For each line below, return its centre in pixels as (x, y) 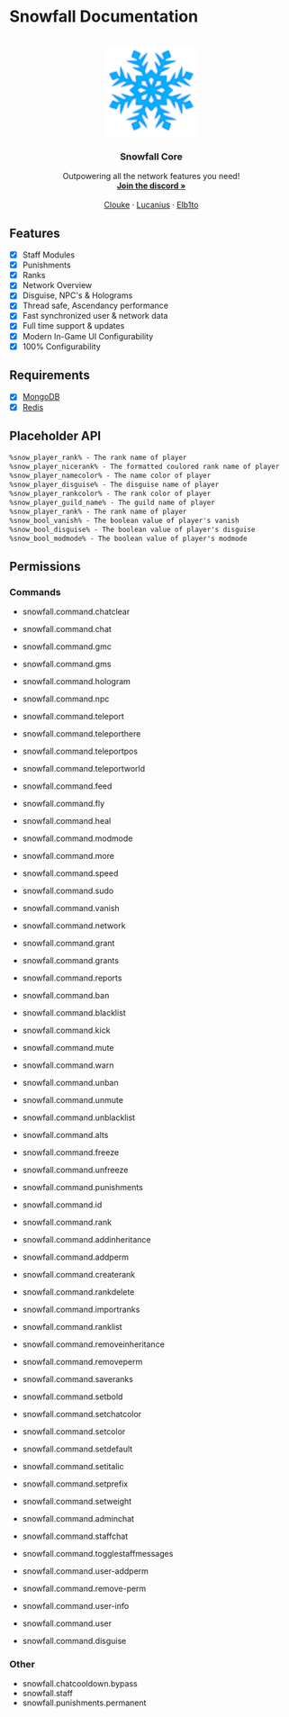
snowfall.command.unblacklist (79, 1117)
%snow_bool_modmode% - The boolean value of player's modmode (128, 539)
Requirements (50, 375)
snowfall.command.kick (66, 1030)
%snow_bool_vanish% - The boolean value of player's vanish (125, 521)
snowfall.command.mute (68, 1048)
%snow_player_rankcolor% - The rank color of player (110, 494)
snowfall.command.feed (67, 786)
